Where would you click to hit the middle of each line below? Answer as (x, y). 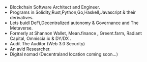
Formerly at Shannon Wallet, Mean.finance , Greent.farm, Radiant (76, 33)
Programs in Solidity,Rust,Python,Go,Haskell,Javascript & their (73, 12)
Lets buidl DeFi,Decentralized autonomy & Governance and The (74, 23)
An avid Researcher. (30, 49)
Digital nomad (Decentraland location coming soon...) (64, 54)
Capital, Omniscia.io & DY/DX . (41, 38)
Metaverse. (21, 28)
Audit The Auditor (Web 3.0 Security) (47, 44)
